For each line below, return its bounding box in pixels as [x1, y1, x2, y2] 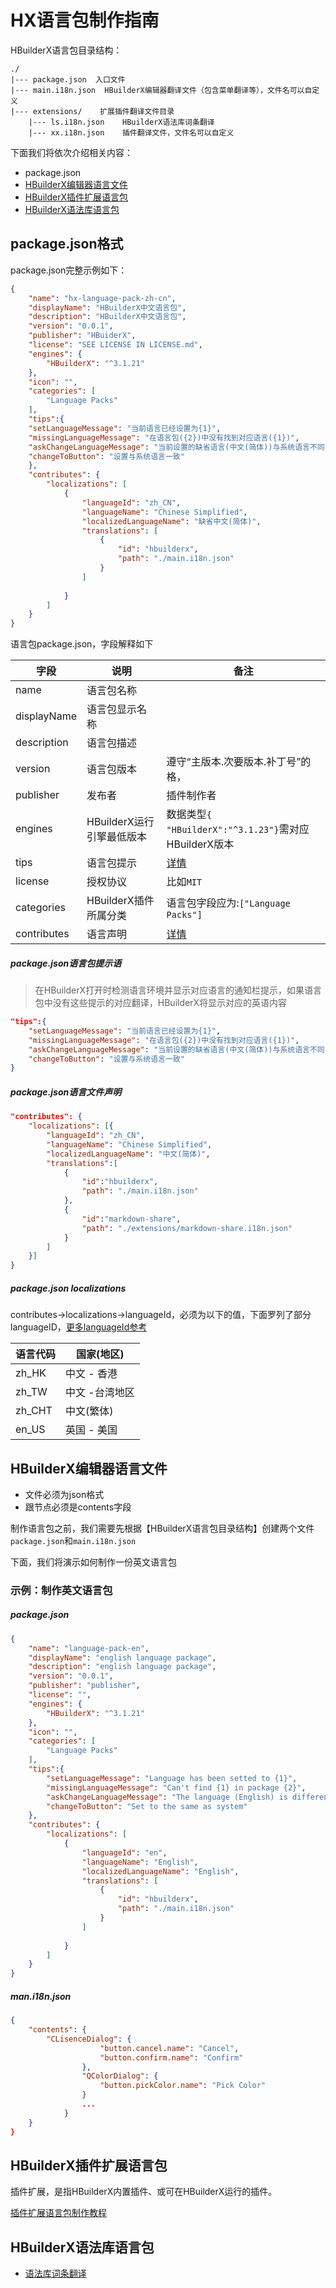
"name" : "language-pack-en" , [28, 1643, 150, 1653]
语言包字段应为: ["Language [166, 896, 291, 910]
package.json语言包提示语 [10, 957, 122, 969]
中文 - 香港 [65, 1367, 118, 1381]
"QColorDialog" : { [81, 2071, 159, 2081]
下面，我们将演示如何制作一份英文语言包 [10, 1556, 177, 1568]
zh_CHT [15, 1404, 53, 1418]
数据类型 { [166, 807, 212, 821]
